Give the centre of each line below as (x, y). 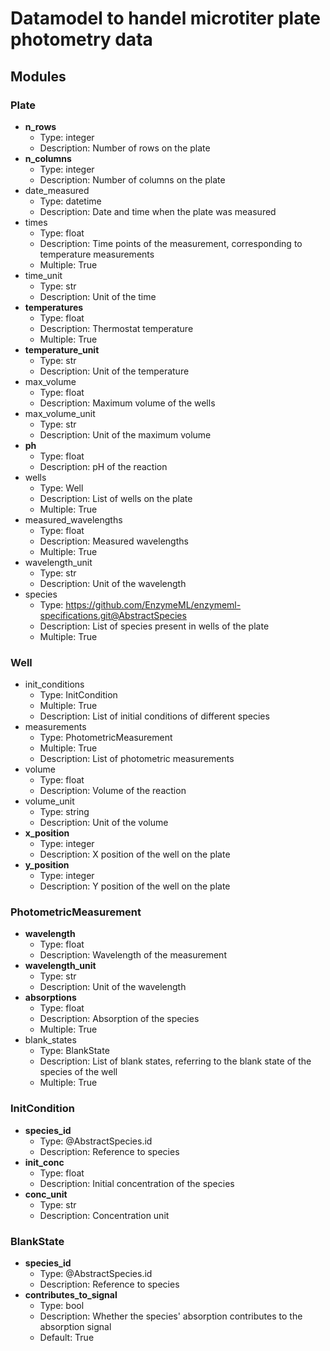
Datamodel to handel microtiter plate (166, 18)
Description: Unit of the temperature (114, 371)
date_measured (57, 190)
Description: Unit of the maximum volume (125, 434)
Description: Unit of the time (98, 296)
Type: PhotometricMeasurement (106, 738)
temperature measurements (97, 254)
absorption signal (75, 1327)
